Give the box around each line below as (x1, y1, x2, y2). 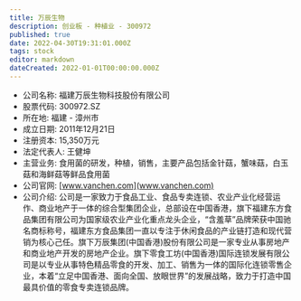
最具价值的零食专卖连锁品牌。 (22, 281, 134, 292)
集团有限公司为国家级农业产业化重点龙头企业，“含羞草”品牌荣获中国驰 (30, 213, 292, 224)
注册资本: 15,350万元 (22, 135, 99, 146)
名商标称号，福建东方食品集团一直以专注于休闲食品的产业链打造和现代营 (22, 225, 292, 236)
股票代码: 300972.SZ (22, 100, 101, 111)
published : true (9, 30, 71, 39)
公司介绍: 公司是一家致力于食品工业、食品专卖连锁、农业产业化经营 (22, 191, 273, 202)
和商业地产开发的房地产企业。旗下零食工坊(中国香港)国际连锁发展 (22, 248, 267, 259)
